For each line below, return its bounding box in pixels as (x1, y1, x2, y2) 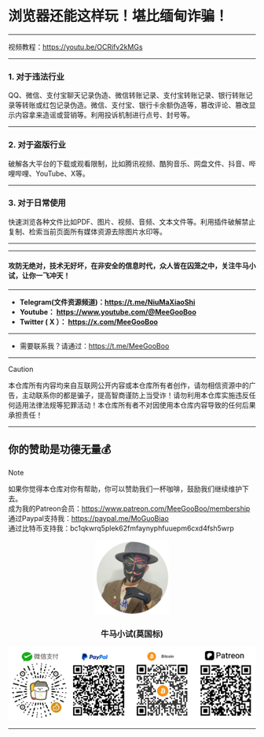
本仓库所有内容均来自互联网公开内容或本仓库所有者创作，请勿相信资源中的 (8, 381, 249, 390)
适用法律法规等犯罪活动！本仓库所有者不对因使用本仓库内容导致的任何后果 (14, 400, 256, 410)
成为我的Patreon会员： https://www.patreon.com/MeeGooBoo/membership (8, 504, 251, 513)
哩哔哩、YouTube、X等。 (8, 169, 90, 178)
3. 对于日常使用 (8, 198, 67, 209)
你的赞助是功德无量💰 (8, 443, 112, 456)
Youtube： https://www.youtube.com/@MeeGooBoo (19, 307, 196, 317)
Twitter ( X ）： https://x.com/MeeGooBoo (19, 317, 159, 327)
